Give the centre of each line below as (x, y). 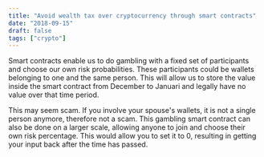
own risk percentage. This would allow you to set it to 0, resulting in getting (132, 136)
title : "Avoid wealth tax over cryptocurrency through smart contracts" (132, 16)
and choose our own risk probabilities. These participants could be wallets (131, 70)
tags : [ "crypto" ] (37, 38)
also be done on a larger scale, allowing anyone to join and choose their (127, 127)
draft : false (30, 30)
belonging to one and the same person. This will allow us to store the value (132, 78)
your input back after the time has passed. (78, 144)
